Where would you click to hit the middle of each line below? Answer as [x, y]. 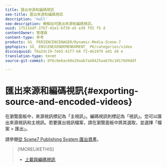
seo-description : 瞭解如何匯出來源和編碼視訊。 [50, 24]
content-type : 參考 [25, 38]
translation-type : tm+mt [31, 56]
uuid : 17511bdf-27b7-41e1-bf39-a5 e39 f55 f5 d [55, 28]
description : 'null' [27, 19]
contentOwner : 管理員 [26, 33]
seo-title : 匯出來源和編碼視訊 [34, 14]
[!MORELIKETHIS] [36, 149]
